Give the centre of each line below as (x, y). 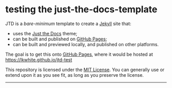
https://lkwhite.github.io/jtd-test (39, 59)
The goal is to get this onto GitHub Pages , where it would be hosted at (79, 54)
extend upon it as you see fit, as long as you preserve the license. (75, 75)
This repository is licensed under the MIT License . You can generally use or (85, 70)
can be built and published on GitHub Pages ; (60, 39)
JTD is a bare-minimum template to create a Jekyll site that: (68, 24)
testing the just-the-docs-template (81, 9)
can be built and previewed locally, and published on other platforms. (85, 44)
